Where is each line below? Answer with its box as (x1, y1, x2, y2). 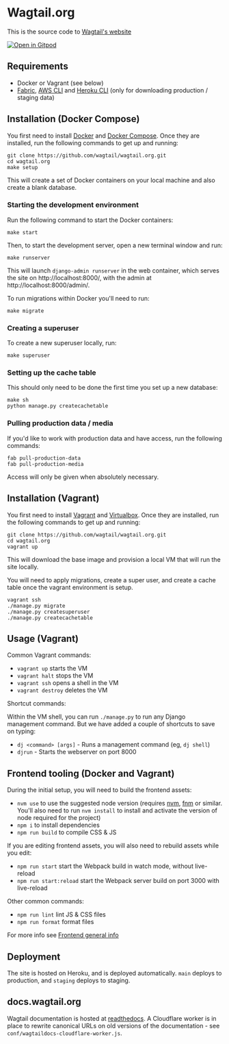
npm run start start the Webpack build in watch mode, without (16, 862, 193, 871)
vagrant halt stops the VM (16, 671, 94, 680)
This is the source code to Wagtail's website (7, 27, 132, 36)
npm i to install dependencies (16, 821, 100, 830)
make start (7, 229, 38, 236)
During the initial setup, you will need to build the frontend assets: (7, 786, 192, 794)
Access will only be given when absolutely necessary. (7, 473, 159, 481)
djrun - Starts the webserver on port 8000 (16, 748, 137, 756)
